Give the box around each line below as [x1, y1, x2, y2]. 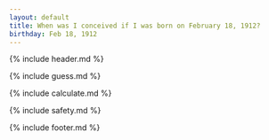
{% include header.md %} [9, 54, 104, 65]
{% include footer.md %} [9, 122, 101, 133]
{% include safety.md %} [9, 105, 102, 116]
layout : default [9, 12, 69, 22]
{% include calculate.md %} [9, 88, 112, 98]
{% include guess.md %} [9, 71, 101, 82]
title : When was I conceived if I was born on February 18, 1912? [9, 21, 261, 30]
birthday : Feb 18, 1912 [9, 29, 98, 38]
